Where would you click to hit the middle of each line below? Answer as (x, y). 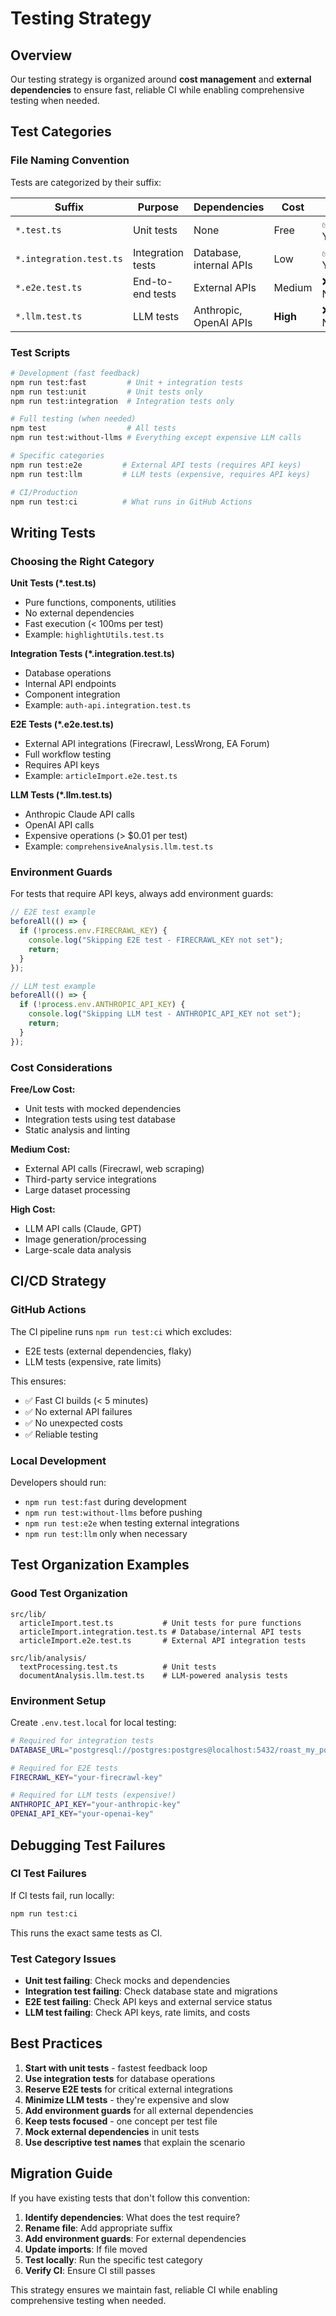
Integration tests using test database (100, 1119)
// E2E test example (53, 912)
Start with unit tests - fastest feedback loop (116, 2068)
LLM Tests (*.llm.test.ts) (61, 795)
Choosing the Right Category (82, 561)
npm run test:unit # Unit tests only (106, 392)
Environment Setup (58, 1700)
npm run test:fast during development (105, 1501)
